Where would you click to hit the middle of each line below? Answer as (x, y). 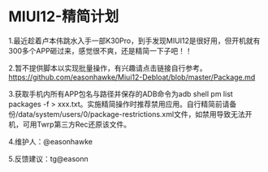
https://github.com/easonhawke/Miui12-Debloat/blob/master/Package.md (132, 77)
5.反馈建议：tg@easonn (49, 158)
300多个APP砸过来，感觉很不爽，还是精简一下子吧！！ (100, 50)
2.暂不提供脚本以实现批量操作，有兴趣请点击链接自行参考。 (108, 68)
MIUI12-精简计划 (64, 17)
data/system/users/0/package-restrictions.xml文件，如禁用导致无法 (132, 114)
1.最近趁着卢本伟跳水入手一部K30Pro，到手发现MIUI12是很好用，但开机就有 (134, 41)
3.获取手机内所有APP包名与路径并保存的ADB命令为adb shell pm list (121, 93)
